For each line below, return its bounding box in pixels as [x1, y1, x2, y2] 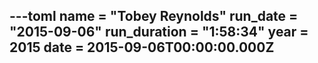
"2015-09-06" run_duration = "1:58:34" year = [9, 24, 309, 41]
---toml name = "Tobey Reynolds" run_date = [9, 8, 299, 25]
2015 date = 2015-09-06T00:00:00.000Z [9, 39, 275, 56]
